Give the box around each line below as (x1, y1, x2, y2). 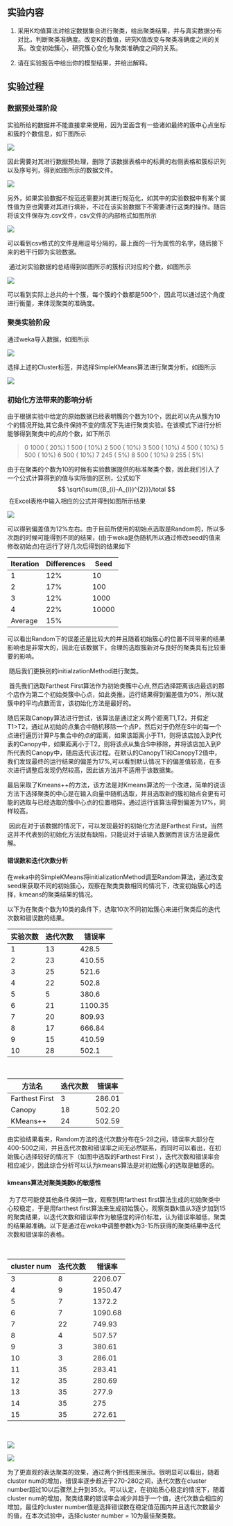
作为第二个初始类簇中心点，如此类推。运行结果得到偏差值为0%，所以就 (19, 691, 224, 699)
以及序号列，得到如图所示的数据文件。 (7, 166, 116, 174)
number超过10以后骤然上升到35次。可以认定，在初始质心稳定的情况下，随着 (7, 1485, 225, 1493)
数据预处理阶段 (7, 104, 58, 113)
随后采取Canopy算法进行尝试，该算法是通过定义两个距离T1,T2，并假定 (7, 714, 209, 722)
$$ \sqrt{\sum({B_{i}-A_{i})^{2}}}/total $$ (58, 485, 175, 494)
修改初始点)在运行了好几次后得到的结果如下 (7, 542, 132, 551)
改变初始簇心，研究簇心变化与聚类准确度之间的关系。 (29, 44, 182, 52)
